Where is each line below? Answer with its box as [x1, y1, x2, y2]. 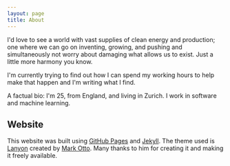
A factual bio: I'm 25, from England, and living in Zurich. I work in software [7, 91, 217, 100]
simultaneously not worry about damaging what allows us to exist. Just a [7, 50, 213, 59]
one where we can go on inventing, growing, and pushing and [7, 43, 182, 51]
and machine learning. [7, 98, 71, 107]
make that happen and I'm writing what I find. [7, 78, 136, 86]
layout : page [7, 10, 45, 17]
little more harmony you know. [7, 57, 93, 65]
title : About [7, 17, 45, 23]
